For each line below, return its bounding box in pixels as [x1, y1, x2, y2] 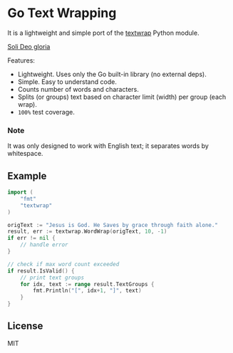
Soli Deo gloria [7, 42, 51, 51]
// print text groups [20, 274, 84, 281]
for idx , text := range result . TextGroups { [20, 280, 155, 288]
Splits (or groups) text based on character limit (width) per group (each [17, 93, 227, 101]
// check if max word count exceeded [7, 260, 120, 268]
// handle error [20, 241, 69, 248]
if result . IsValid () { [7, 267, 75, 275]
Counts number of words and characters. [17, 85, 139, 93]
